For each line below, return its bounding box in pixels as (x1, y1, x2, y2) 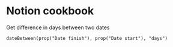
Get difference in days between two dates (6, 24, 110, 31)
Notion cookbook (6, 4, 94, 18)
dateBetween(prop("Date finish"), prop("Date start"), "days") (6, 35, 168, 41)
